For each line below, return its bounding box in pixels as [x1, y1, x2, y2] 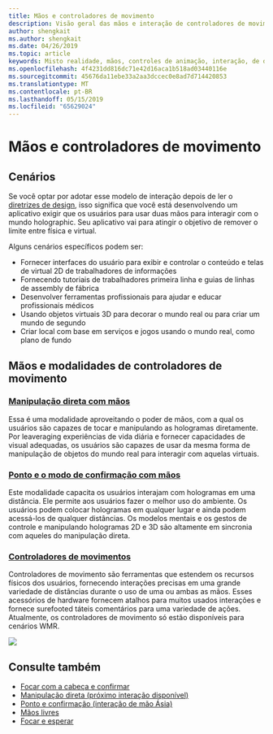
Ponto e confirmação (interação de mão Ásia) [19, 699, 173, 709]
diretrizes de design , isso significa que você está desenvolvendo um [8, 200, 238, 210]
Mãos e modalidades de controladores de [8, 358, 223, 372]
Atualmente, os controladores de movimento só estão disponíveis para [8, 613, 245, 623]
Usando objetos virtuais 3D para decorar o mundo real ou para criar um [19, 310, 260, 319]
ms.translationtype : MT [8, 80, 89, 88]
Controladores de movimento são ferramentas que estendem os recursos [8, 570, 254, 580]
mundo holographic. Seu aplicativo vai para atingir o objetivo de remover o [8, 217, 258, 228]
